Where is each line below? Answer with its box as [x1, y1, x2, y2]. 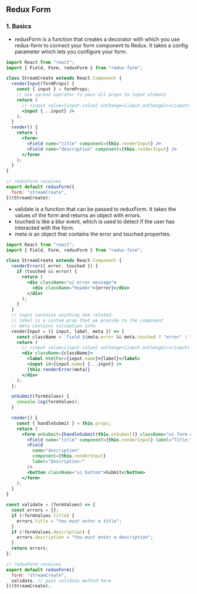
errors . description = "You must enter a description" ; [16, 534, 154, 541]
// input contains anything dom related [11, 312, 111, 318]
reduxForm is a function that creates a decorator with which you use [14, 35, 180, 43]
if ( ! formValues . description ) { [11, 529, 91, 535]
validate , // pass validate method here [11, 578, 111, 583]
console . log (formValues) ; [16, 399, 80, 405]
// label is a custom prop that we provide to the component [11, 318, 164, 324]
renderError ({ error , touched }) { [11, 263, 98, 269]
